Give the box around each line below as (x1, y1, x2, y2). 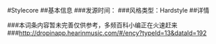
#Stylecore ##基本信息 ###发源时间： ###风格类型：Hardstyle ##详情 (7, 6, 210, 14)
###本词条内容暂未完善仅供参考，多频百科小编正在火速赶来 (7, 21, 178, 29)
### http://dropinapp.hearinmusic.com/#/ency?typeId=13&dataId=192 (7, 29, 207, 37)
